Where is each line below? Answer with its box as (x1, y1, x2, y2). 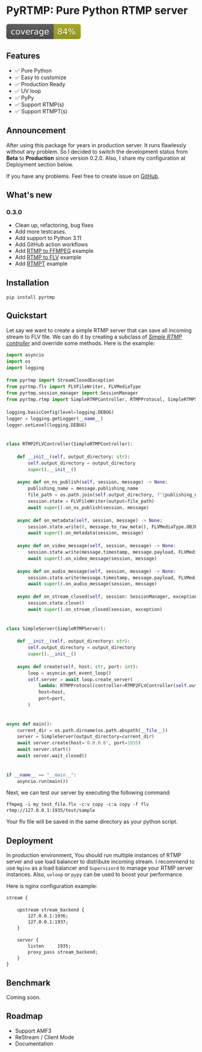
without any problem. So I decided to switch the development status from (6, 148, 188, 155)
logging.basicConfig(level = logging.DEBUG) (6, 409, 114, 415)
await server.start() (17, 746, 71, 753)
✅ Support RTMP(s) (14, 101, 64, 108)
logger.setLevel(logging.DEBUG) (6, 422, 87, 428)
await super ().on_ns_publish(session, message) (28, 504, 149, 510)
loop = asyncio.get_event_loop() (28, 670, 112, 676)
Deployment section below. (6, 160, 74, 168)
